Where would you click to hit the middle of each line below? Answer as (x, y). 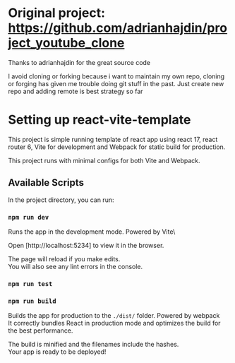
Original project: (56, 13)
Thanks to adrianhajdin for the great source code (79, 62)
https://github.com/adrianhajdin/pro (118, 28)
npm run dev (29, 217)
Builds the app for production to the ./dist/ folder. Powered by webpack (114, 316)
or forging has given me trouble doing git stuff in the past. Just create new (116, 83)
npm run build (32, 301)
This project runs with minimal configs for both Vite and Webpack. (104, 160)
